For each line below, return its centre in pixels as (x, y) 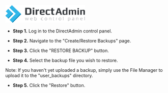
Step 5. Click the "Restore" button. (49, 85)
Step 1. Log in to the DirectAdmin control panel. (62, 31)
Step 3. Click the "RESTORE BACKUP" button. (61, 51)
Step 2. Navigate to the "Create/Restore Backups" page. (72, 41)
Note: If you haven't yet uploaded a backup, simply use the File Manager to (84, 70)
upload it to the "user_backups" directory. (49, 76)
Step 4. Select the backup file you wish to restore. (65, 61)
